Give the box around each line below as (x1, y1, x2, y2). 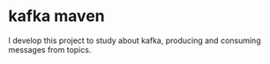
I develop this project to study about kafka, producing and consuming (8, 35, 261, 46)
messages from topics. (8, 44, 92, 54)
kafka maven (8, 6, 105, 26)
